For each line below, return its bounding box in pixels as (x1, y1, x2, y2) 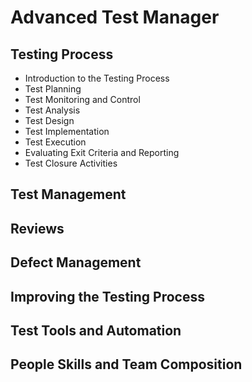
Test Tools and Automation (10, 322, 182, 339)
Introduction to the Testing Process (24, 72, 170, 84)
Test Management (10, 186, 127, 203)
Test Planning (24, 83, 82, 95)
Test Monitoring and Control (24, 94, 141, 105)
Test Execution (24, 136, 87, 148)
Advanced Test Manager (10, 6, 220, 29)
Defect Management (10, 254, 142, 271)
